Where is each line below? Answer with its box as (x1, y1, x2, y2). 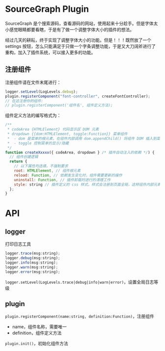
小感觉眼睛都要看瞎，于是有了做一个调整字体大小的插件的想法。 (5, 26, 134, 33)
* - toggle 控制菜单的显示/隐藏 (7, 141, 69, 146)
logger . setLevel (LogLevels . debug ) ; (5, 89, 78, 94)
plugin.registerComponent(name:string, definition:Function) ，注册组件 (5, 313, 155, 319)
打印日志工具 (5, 241, 31, 247)
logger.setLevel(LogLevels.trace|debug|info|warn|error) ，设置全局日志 (5, 279, 154, 285)
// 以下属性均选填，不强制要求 (14, 164, 68, 169)
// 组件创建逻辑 (9, 155, 38, 159)
